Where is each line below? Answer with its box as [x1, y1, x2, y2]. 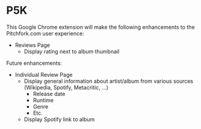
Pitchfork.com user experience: [6, 29, 84, 37]
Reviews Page [14, 41, 50, 49]
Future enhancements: [6, 59, 62, 67]
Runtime [32, 97, 54, 104]
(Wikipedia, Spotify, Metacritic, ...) [23, 83, 109, 91]
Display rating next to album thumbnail [23, 47, 120, 55]
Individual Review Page [14, 71, 73, 78]
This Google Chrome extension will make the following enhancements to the [6, 23, 195, 31]
